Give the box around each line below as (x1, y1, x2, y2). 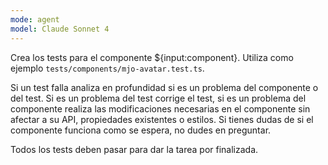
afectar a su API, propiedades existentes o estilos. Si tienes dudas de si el (10, 113, 314, 125)
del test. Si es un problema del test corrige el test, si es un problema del (10, 92, 307, 104)
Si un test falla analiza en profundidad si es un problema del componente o (10, 81, 319, 93)
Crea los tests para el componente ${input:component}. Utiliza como (10, 51, 294, 63)
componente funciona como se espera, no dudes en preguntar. (10, 124, 272, 136)
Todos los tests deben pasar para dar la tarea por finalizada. (10, 143, 259, 155)
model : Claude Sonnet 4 (10, 24, 110, 34)
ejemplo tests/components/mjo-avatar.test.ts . (10, 62, 205, 74)
